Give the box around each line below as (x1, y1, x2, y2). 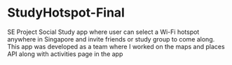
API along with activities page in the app (7, 50, 123, 58)
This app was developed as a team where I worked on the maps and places (7, 42, 226, 50)
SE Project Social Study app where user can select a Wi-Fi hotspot (7, 28, 200, 36)
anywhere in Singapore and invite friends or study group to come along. (7, 35, 215, 43)
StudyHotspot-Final (7, 5, 125, 21)
